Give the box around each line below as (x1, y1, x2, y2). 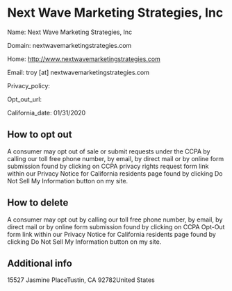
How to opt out (7, 128, 72, 140)
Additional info (7, 257, 73, 269)
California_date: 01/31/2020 (7, 108, 86, 117)
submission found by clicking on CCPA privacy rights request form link (7, 162, 209, 170)
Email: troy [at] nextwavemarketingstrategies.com (7, 68, 150, 76)
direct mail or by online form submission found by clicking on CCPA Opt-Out (7, 222, 225, 231)
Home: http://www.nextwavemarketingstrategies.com (7, 54, 161, 63)
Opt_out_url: (7, 95, 42, 103)
